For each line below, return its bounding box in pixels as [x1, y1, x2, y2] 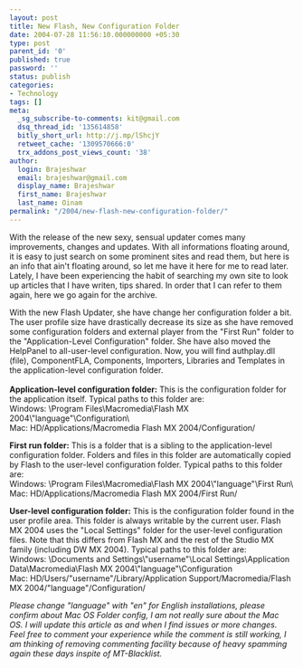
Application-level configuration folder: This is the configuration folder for [9, 384, 287, 395]
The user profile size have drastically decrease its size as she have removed [9, 316, 294, 327]
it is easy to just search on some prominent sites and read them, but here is [9, 251, 289, 262]
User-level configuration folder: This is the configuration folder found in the [9, 505, 295, 516]
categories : [9, 81, 54, 90]
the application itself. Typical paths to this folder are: [9, 393, 205, 404]
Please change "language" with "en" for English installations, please [9, 599, 265, 611]
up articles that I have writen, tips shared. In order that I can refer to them [9, 280, 282, 291]
